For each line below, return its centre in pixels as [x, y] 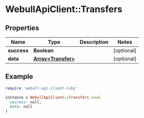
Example [19, 77]
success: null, [26, 102]
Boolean [44, 50]
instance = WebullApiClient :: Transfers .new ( [53, 97]
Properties [22, 28]
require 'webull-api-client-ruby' [42, 88]
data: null [21, 107]
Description [94, 42]
